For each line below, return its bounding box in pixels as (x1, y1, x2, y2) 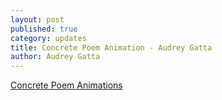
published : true (10, 24, 78, 34)
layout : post (10, 14, 65, 25)
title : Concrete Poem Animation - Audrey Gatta (10, 42, 213, 53)
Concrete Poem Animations (10, 79, 123, 91)
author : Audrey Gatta (10, 52, 101, 62)
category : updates (10, 33, 87, 43)
